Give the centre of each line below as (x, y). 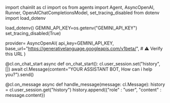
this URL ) (15, 54)
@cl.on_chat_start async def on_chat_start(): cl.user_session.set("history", (83, 64)
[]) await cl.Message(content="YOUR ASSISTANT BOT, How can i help (79, 69)
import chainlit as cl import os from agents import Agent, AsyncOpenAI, (80, 7)
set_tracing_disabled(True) (33, 33)
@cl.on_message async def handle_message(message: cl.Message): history (85, 84)
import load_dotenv (25, 18)
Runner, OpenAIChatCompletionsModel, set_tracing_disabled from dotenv (82, 13)
